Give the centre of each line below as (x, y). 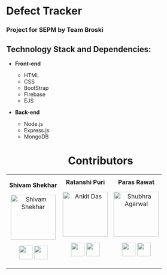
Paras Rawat (136, 182)
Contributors (101, 161)
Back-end (27, 112)
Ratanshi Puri (85, 182)
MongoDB (36, 137)
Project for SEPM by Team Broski (55, 30)
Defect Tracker (44, 11)
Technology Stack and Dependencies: (79, 49)
